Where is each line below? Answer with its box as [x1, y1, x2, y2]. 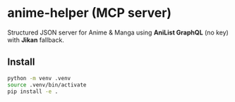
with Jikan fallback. [7, 35, 65, 44]
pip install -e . [7, 88, 59, 95]
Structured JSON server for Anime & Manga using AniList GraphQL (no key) [7, 28, 229, 37]
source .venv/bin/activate [7, 81, 87, 89]
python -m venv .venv [7, 75, 71, 82]
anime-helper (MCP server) [7, 5, 171, 21]
